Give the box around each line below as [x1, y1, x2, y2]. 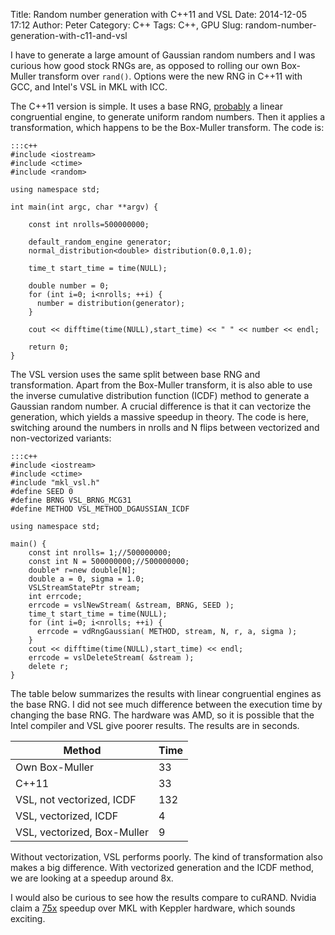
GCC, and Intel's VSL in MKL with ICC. [10, 81, 168, 93]
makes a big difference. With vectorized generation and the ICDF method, [10, 862, 315, 873]
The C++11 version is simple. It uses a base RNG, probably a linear [10, 100, 283, 112]
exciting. [10, 913, 46, 924]
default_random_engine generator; [28, 237, 172, 247]
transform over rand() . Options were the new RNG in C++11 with [38, 70, 303, 82]
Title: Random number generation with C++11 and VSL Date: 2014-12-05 [10, 9, 308, 20]
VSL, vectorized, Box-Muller [15, 825, 149, 839]
